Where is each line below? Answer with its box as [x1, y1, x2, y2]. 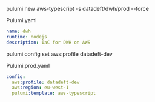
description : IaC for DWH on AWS [6, 39, 91, 46]
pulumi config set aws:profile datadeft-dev [6, 50, 113, 58]
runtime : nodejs [6, 34, 47, 40]
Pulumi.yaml [6, 17, 37, 23]
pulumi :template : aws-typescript [12, 90, 96, 97]
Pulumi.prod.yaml [6, 62, 50, 69]
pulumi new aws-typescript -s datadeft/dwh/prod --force [6, 5, 150, 12]
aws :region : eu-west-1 [12, 85, 69, 91]
